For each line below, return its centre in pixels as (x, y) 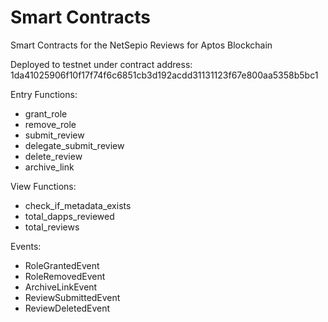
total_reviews (52, 227)
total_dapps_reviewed (69, 216)
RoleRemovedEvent (65, 276)
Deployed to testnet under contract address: (101, 64)
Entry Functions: (44, 94)
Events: (26, 246)
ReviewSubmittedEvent (72, 297)
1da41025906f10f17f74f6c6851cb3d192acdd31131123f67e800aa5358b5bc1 (164, 75)
